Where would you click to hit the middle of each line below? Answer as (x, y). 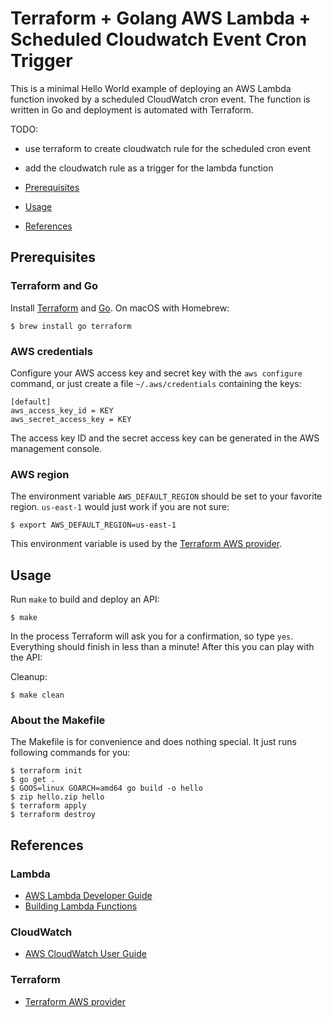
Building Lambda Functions (81, 906)
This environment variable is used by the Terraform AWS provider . (146, 544)
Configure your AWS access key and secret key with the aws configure (156, 373)
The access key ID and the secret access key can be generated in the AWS (165, 438)
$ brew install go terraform (71, 326)
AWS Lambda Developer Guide (88, 896)
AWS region (40, 474)
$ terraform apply (48, 806)
